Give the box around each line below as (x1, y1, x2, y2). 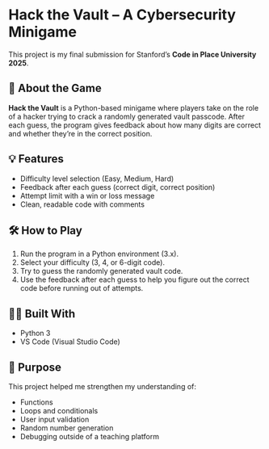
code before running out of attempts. (19, 283, 144, 293)
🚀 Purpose (8, 360, 62, 374)
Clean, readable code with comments (19, 199, 145, 209)
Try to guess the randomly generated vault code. (19, 266, 183, 276)
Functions (19, 397, 54, 407)
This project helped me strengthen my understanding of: (8, 382, 196, 391)
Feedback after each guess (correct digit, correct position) (19, 182, 216, 191)
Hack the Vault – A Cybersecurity (8, 6, 237, 24)
